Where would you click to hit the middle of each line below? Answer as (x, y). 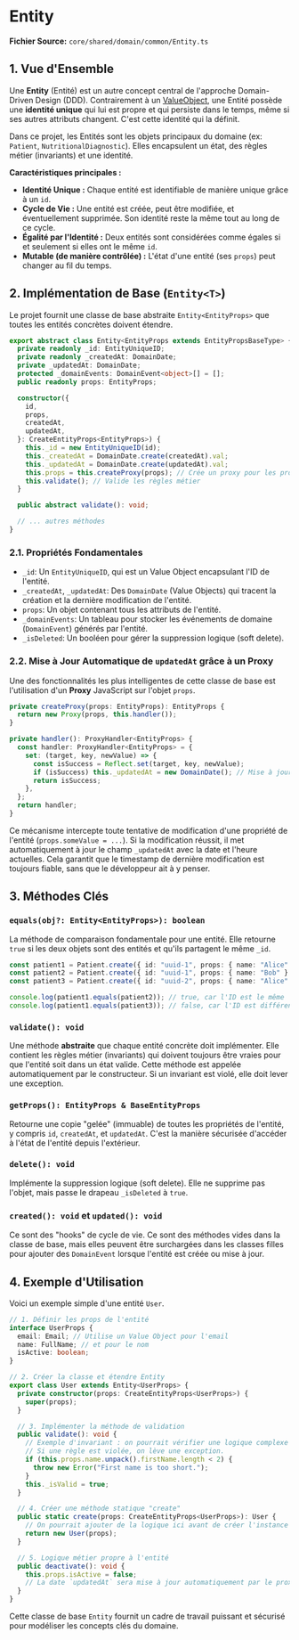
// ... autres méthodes (61, 522)
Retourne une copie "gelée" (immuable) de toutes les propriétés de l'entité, (147, 1123)
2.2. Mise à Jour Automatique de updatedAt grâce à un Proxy (141, 661)
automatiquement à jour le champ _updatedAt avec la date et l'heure (133, 849)
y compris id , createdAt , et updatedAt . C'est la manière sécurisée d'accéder (148, 1133)
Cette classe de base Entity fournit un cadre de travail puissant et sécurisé (147, 1616)
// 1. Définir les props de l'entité (79, 1319)
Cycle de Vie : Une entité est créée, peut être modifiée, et (128, 208)
